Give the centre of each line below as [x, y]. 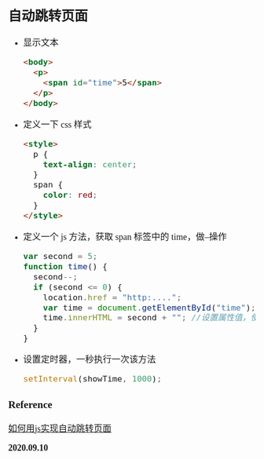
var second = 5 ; [60, 256]
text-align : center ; [90, 164]
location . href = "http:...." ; [112, 297]
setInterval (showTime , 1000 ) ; [93, 379]
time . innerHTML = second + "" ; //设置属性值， [147, 318]
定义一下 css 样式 [57, 125]
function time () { [65, 266]
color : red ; [70, 195]
